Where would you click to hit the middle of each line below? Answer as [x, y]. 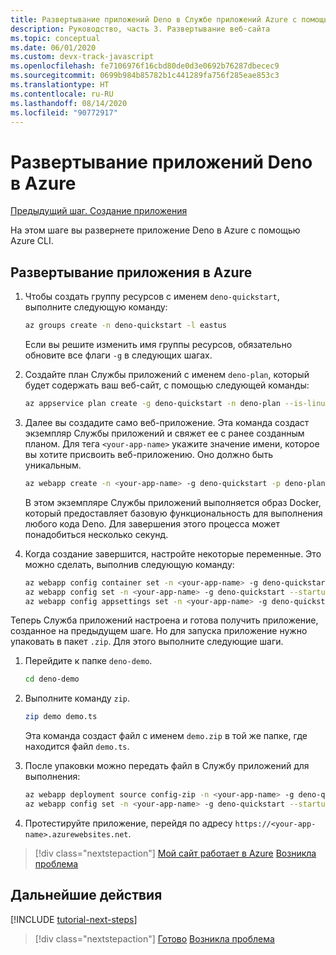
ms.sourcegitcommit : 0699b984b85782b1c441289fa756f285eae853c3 [145, 76]
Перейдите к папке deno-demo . [88, 661]
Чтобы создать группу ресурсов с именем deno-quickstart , [152, 297]
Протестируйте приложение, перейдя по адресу [128, 823]
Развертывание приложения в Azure [131, 272]
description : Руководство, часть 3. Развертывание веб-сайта [140, 29]
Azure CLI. [32, 241]
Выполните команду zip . [77, 698]
